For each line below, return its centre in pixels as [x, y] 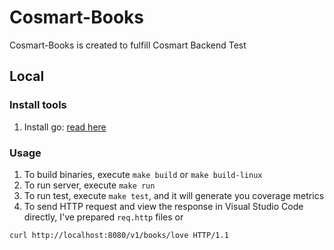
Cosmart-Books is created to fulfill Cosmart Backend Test [128, 45]
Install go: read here [65, 127]
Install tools [38, 105]
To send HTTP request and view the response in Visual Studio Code [163, 206]
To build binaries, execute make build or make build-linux [143, 174]
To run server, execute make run [89, 185]
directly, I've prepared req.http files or [103, 217]
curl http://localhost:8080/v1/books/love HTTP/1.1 [119, 235]
